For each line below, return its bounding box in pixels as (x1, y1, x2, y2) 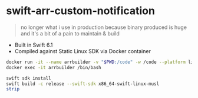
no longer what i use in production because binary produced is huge (20, 24, 187, 31)
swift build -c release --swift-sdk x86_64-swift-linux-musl (6, 81, 160, 87)
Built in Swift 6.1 (14, 41, 53, 48)
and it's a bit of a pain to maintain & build (20, 30, 120, 37)
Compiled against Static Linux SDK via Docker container (14, 47, 151, 54)
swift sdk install (6, 75, 51, 81)
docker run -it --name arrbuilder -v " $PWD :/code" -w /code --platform (6, 59, 186, 65)
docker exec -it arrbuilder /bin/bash (6, 64, 101, 70)
